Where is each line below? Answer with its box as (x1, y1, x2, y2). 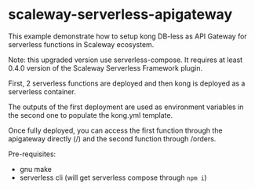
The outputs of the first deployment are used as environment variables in (8, 102, 244, 111)
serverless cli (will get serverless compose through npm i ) (19, 173, 207, 182)
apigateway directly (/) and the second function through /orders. (8, 133, 217, 143)
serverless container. (8, 86, 76, 96)
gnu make (19, 164, 53, 174)
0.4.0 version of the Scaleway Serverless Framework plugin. (8, 63, 203, 72)
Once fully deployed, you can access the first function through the (8, 126, 223, 135)
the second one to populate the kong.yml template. (8, 110, 173, 119)
